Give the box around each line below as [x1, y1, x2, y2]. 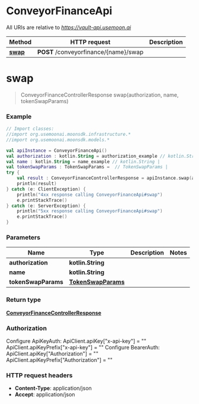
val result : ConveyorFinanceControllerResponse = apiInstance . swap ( [17, 175, 192, 182]
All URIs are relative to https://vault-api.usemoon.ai [6, 24, 131, 31]
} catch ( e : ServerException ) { [6, 203, 86, 209]
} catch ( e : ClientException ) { [6, 186, 86, 192]
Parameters [6, 233, 40, 241]
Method [9, 37, 32, 46]
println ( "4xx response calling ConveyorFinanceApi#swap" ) [17, 192, 163, 198]
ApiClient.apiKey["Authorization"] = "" [6, 350, 99, 357]
